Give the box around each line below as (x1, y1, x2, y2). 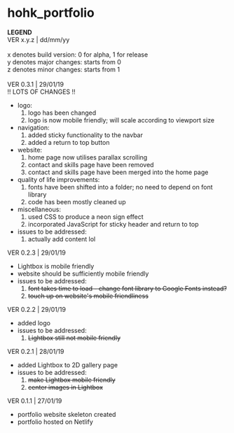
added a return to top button (27, 138, 110, 146)
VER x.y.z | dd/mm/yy (7, 35, 70, 43)
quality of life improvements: (17, 175, 100, 183)
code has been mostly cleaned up (27, 197, 126, 206)
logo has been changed (27, 108, 97, 117)
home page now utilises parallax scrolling (27, 152, 148, 162)
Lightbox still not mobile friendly (27, 334, 121, 342)
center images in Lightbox (27, 383, 104, 391)
